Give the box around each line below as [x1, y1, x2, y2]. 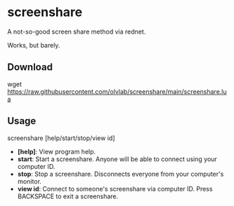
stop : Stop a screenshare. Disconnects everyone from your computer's [17, 170, 224, 178]
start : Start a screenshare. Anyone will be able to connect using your [17, 155, 218, 163]
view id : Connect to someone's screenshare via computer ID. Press [17, 184, 213, 193]
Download [7, 61, 53, 74]
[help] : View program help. [17, 147, 96, 156]
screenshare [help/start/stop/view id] [7, 134, 115, 142]
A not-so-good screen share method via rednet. [7, 27, 146, 36]
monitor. [17, 177, 42, 186]
